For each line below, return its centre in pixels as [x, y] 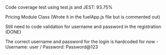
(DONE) [13, 32]
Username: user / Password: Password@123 [52, 47]
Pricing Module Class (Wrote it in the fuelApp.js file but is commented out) [83, 17]
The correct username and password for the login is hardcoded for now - [82, 41]
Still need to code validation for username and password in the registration [83, 26]
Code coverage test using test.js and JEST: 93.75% [59, 7]
